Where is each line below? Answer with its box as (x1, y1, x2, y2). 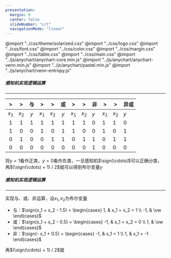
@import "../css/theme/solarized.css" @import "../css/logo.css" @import (5, 40, 158, 46)
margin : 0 (10, 12, 31, 17)
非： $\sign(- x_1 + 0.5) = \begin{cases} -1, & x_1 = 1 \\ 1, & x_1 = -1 (12, 230, 149, 237)
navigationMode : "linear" (10, 27, 65, 32)
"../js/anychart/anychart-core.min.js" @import (5, 57, 101, 63)
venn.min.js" (5, 62, 32, 68)
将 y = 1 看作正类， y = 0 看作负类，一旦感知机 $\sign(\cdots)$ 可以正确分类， (5, 158, 162, 164)
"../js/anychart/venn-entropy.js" (5, 67, 72, 74)
